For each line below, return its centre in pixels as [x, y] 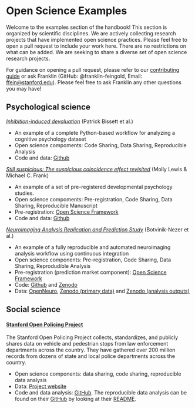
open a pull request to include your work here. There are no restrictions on [96, 46]
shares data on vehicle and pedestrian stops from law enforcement [87, 344]
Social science [33, 309]
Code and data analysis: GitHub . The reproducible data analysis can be [100, 393]
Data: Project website [41, 386]
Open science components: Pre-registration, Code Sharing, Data [93, 260]
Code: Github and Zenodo [46, 284]
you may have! [24, 88]
